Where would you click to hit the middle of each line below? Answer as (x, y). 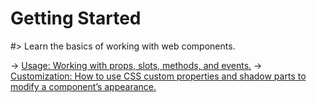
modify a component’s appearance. (83, 86)
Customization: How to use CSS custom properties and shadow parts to (158, 76)
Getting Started (76, 18)
